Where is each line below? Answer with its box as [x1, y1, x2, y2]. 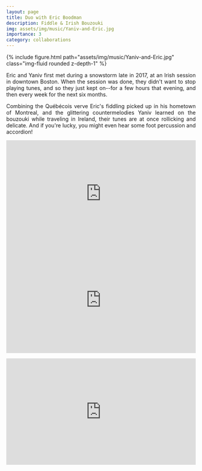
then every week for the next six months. [6, 91, 108, 98]
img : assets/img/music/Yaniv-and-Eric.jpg [6, 25, 114, 32]
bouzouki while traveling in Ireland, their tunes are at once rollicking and [6, 115, 196, 123]
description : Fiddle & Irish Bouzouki [6, 20, 103, 26]
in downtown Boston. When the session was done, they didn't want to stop [6, 78, 196, 85]
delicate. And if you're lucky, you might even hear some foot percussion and [6, 122, 196, 129]
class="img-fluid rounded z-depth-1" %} [6, 60, 107, 67]
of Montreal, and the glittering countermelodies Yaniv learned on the [6, 109, 196, 116]
